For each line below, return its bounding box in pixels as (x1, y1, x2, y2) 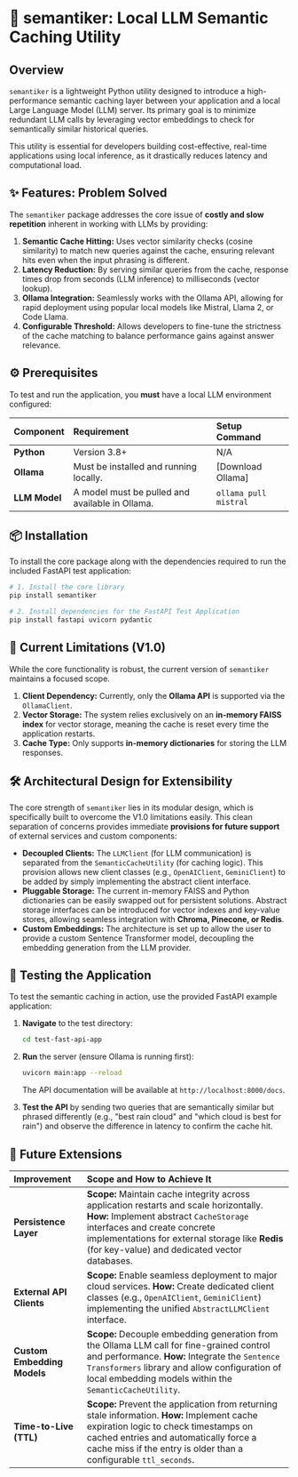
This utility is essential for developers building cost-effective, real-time (9, 141, 268, 151)
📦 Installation (9, 528, 89, 543)
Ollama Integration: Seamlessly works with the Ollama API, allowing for (21, 293, 284, 303)
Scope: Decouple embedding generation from (86, 1328, 278, 1340)
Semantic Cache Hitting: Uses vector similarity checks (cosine (21, 236, 254, 246)
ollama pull (216, 488, 267, 498)
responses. (21, 747, 64, 758)
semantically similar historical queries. (9, 124, 149, 134)
